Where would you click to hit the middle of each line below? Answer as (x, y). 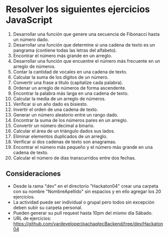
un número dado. (31, 39)
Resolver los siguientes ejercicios (78, 9)
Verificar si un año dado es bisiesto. (50, 104)
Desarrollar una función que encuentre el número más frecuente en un (87, 61)
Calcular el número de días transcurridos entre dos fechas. (74, 157)
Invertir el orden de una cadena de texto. (55, 109)
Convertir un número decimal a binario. (54, 126)
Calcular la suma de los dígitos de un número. (61, 77)
